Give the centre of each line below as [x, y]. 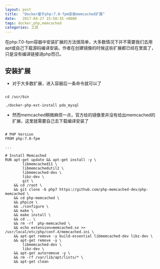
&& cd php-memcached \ [37, 198]
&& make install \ [32, 215]
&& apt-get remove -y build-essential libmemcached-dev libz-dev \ [83, 236]
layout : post [18, 9]
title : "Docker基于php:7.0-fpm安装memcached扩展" [55, 14]
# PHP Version [19, 134]
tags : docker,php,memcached [33, 23]
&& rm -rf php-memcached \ [42, 223]
